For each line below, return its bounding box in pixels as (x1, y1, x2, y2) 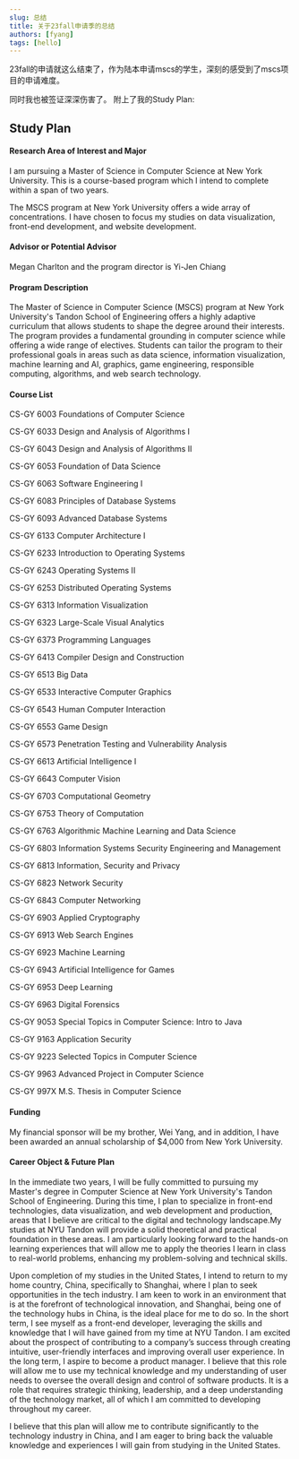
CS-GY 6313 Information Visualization (9, 600, 149, 610)
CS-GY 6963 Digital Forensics (9, 999, 120, 1010)
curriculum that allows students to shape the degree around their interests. (9, 321, 285, 332)
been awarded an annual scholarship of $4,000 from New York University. (9, 1135, 284, 1147)
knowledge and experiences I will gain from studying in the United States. (9, 1439, 281, 1450)
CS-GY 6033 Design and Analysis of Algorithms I (9, 427, 191, 437)
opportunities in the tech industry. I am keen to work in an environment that (9, 1289, 286, 1299)
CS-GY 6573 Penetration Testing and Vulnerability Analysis (9, 738, 227, 749)
